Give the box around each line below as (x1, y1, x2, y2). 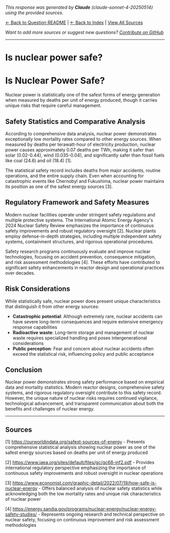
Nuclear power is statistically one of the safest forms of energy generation (5, 92, 160, 98)
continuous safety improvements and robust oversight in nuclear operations (5, 470, 163, 476)
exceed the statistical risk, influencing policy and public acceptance (12, 351, 154, 357)
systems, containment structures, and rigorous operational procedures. (5, 238, 154, 245)
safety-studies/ (5, 511, 37, 517)
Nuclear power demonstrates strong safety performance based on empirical (5, 379, 164, 385)
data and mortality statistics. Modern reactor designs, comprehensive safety (5, 385, 165, 391)
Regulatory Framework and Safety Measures (5, 198, 149, 207)
